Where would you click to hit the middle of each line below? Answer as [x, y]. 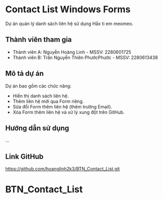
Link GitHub [24, 156]
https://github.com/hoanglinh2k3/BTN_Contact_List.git [63, 169]
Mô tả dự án [25, 73]
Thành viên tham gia [39, 40]
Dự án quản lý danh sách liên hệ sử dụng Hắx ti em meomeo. [69, 24]
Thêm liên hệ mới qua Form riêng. [48, 101]
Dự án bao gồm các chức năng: [38, 86]
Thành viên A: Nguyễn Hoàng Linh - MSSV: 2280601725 [72, 52]
